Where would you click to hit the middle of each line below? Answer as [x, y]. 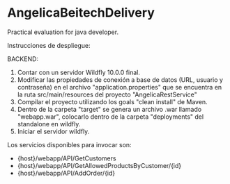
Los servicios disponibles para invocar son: [69, 144]
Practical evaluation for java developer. [63, 32]
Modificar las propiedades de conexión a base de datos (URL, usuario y [120, 80]
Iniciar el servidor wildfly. [53, 131]
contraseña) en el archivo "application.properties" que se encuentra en [120, 87]
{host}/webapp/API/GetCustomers [67, 158]
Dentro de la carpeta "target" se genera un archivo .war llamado [109, 109]
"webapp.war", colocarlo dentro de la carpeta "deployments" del [110, 117]
